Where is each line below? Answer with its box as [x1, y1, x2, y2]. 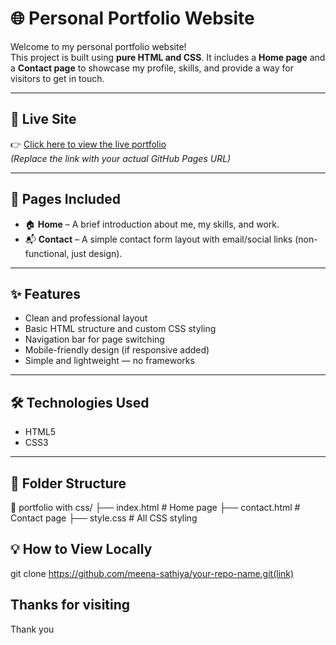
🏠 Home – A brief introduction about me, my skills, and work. [24, 218, 280, 230]
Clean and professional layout [24, 312, 148, 324]
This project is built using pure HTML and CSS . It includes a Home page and [10, 51, 326, 63]
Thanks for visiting [10, 597, 131, 614]
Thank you [10, 623, 55, 635]
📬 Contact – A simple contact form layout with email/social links [24, 233, 293, 245]
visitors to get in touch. [10, 72, 105, 84]
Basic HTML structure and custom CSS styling [24, 323, 217, 335]
